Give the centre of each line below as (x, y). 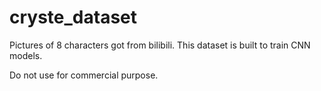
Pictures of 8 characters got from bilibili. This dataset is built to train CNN (160, 45)
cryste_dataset (73, 17)
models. (26, 55)
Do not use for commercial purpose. (84, 75)
